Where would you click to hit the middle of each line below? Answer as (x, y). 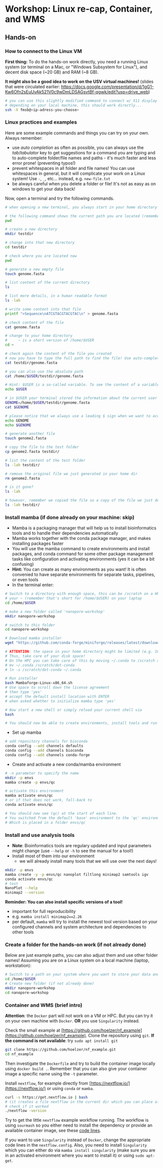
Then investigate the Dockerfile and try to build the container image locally (80, 1063)
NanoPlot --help (21, 888)
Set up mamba (27, 732)
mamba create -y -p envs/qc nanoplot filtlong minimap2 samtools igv (77, 874)
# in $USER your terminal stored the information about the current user (81, 398)
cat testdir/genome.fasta (31, 363)
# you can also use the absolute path (44, 371)
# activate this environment (34, 791)
